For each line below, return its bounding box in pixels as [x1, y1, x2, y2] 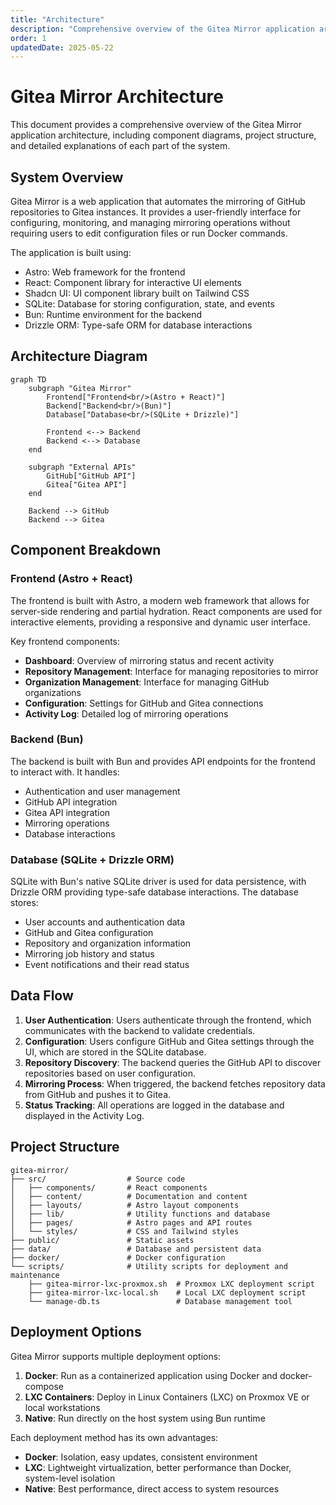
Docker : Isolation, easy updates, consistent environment [24, 1451, 258, 1463]
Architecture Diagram [10, 348, 148, 365]
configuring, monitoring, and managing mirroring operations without [10, 217, 291, 228]
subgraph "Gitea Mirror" [28, 383, 132, 393]
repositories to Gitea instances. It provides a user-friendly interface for [10, 206, 302, 218]
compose [24, 1380, 64, 1392]
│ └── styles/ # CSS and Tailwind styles [10, 1226, 240, 1236]
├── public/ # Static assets [10, 1235, 195, 1245]
